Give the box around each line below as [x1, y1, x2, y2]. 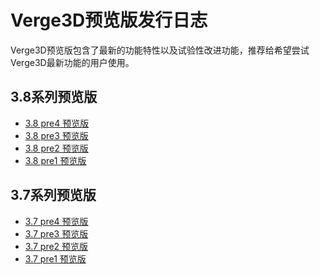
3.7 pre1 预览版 [24, 252, 87, 265]
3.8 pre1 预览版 [24, 154, 87, 166]
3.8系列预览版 [10, 89, 98, 106]
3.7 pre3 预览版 [24, 227, 89, 240]
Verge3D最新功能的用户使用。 [10, 56, 135, 68]
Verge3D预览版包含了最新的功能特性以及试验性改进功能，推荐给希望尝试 [10, 44, 310, 56]
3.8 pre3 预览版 [24, 129, 89, 141]
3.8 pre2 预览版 [24, 142, 89, 154]
